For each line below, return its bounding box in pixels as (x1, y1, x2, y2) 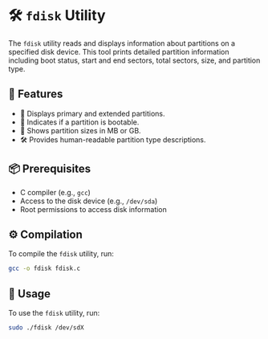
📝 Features (8, 88, 63, 101)
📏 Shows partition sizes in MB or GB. (19, 125, 142, 135)
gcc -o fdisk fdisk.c (8, 264, 81, 273)
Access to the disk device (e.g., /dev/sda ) (19, 196, 158, 206)
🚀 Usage (8, 287, 51, 300)
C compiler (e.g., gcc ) (19, 187, 91, 197)
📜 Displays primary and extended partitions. (19, 108, 166, 118)
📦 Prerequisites (8, 162, 91, 176)
